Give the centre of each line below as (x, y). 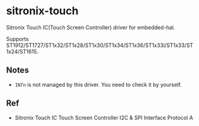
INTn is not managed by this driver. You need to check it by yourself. (98, 84)
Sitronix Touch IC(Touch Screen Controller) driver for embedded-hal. (91, 27)
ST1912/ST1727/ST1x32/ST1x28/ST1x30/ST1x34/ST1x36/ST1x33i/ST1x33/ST (100, 45)
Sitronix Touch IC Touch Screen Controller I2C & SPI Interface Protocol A (104, 118)
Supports (18, 39)
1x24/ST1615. (22, 51)
